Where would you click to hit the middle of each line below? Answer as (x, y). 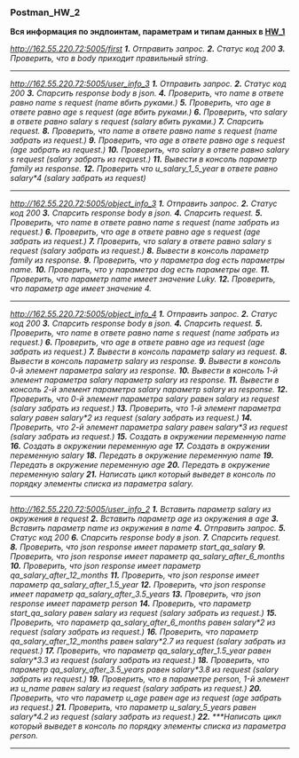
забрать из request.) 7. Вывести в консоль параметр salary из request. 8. (149, 351)
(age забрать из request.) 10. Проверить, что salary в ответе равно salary (149, 150)
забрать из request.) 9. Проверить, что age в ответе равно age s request (148, 140)
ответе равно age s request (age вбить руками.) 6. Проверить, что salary (149, 112)
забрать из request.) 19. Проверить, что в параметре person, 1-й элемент (149, 679)
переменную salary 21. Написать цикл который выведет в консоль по (143, 474)
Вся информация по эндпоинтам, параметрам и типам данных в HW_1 (148, 32)
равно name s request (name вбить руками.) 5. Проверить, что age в (141, 103)
